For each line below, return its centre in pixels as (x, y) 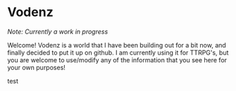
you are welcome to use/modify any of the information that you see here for (117, 59)
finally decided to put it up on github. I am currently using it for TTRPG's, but (118, 52)
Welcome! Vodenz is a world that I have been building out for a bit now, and (117, 45)
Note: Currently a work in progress (58, 31)
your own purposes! (36, 67)
